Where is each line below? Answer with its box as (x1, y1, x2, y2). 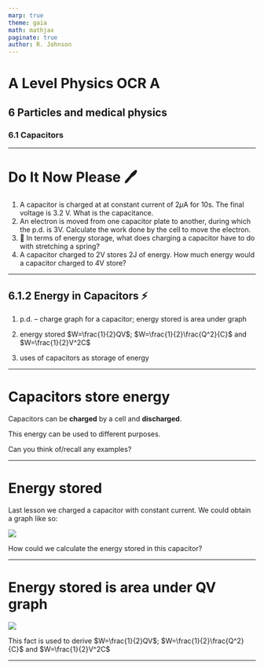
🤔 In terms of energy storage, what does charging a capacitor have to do (19, 233, 255, 242)
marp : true (8, 11, 44, 20)
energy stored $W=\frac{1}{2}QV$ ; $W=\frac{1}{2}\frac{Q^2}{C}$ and (19, 329, 247, 339)
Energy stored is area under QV (8, 579, 217, 596)
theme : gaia (8, 19, 47, 27)
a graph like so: (8, 513, 58, 523)
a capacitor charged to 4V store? (19, 258, 127, 267)
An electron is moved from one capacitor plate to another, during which (19, 216, 251, 226)
